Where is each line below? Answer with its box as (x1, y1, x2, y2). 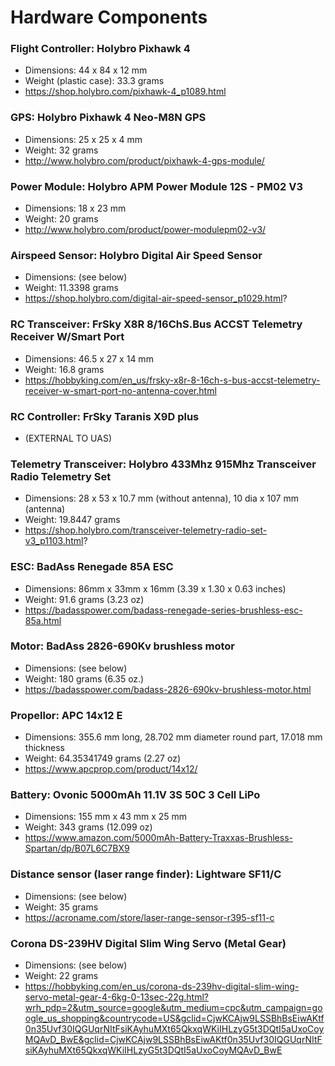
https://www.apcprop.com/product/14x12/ (24, 763, 198, 775)
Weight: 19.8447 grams (24, 514, 121, 526)
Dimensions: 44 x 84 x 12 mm (24, 64, 148, 76)
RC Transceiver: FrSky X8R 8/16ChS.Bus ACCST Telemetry (10, 317, 303, 331)
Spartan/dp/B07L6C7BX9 (24, 842, 130, 855)
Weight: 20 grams (24, 213, 99, 225)
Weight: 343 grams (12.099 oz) (24, 821, 153, 833)
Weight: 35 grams (24, 901, 99, 913)
